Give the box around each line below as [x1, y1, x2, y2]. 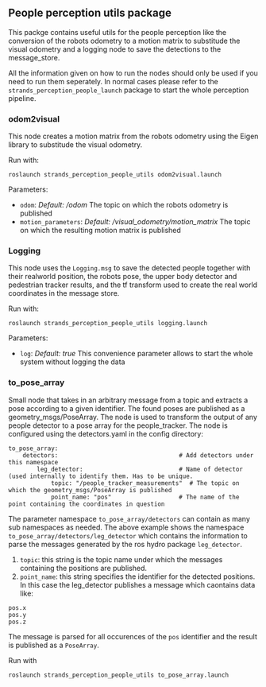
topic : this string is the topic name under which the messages [19, 554, 223, 564]
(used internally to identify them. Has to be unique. [8, 472, 194, 480]
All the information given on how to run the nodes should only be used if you [8, 68, 258, 78]
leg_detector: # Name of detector [37, 465, 244, 473]
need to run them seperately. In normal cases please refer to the [8, 76, 218, 86]
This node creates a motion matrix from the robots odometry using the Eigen [8, 131, 259, 142]
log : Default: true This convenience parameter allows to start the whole [19, 349, 253, 359]
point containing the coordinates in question [8, 500, 165, 508]
